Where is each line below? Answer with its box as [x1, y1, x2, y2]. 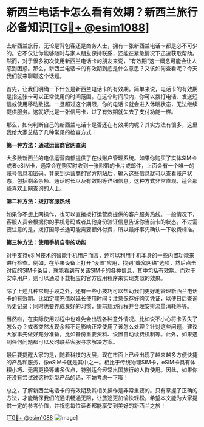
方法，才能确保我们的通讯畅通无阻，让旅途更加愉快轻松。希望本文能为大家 [6, 394, 192, 401]
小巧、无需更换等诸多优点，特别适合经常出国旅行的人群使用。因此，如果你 [11, 366, 198, 374]
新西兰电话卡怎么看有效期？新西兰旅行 [6, 5, 199, 19]
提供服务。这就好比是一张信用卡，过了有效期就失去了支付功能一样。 [6, 108, 177, 115]
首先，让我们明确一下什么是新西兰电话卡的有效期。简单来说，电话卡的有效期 [6, 85, 198, 92]
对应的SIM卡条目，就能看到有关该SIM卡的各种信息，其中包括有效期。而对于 [6, 267, 196, 274]
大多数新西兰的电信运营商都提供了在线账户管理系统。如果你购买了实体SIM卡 [6, 154, 197, 162]
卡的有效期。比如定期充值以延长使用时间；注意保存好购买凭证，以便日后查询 [6, 295, 198, 302]
